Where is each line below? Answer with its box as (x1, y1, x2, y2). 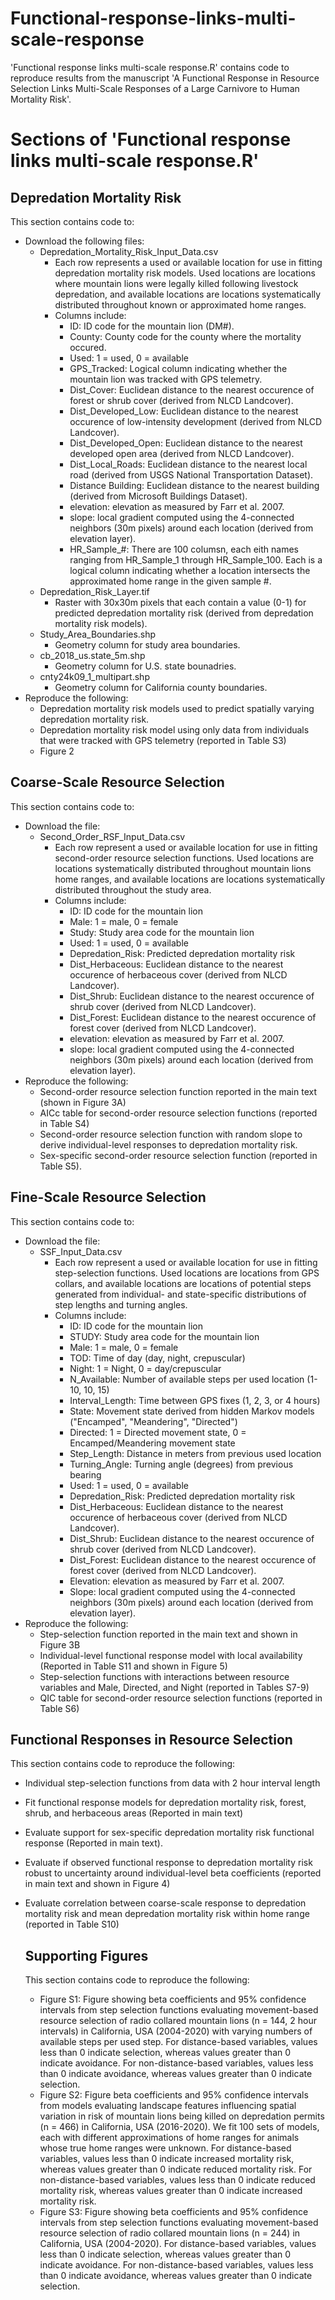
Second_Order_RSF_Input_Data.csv (39, 830, 186, 842)
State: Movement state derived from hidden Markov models (69, 1405, 315, 1417)
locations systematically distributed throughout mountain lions (54, 862, 312, 874)
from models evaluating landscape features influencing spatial (39, 2100, 297, 2112)
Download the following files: (24, 235, 145, 247)
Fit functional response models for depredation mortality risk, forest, (24, 1797, 307, 1809)
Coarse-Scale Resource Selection (10, 774, 225, 791)
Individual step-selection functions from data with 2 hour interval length (24, 1777, 321, 1789)
